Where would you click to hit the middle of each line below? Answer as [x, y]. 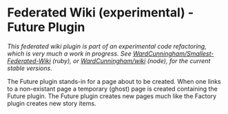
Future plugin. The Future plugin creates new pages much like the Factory [112, 96]
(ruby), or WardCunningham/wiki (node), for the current [132, 60]
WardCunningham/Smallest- [174, 54]
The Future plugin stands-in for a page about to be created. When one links [114, 81]
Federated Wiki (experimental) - [101, 13]
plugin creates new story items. [52, 103]
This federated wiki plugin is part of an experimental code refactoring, [107, 46]
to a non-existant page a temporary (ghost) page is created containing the [113, 89]
